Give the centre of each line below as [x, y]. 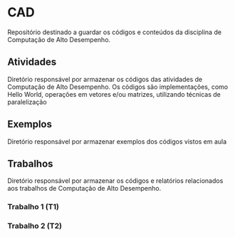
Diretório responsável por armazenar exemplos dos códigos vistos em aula [117, 141]
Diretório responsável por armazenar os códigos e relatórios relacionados [115, 181]
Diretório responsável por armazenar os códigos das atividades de [105, 79]
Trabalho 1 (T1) [33, 207]
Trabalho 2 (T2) [35, 226]
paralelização [27, 102]
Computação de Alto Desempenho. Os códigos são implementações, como [118, 87]
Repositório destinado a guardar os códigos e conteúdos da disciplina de [115, 32]
